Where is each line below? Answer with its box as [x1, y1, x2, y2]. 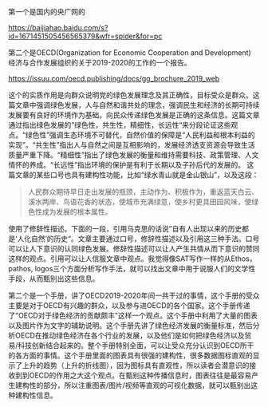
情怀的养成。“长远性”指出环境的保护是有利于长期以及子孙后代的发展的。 [8, 160, 246, 169]
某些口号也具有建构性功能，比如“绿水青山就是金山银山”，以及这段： [35, 170, 259, 180]
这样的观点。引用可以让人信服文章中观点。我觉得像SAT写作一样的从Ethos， [8, 254, 257, 263]
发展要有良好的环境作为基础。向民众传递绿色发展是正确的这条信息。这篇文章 [8, 110, 260, 120]
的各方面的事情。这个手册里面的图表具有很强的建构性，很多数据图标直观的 [8, 350, 253, 360]
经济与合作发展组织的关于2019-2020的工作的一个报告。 [8, 58, 191, 67]
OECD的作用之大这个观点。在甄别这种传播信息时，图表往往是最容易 [29, 370, 252, 380]
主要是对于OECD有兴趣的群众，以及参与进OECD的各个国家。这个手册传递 [8, 301, 250, 310]
